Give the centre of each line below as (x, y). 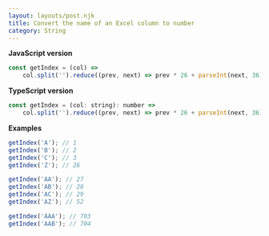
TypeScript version (41, 91)
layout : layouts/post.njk (51, 16)
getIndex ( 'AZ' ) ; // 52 (46, 202)
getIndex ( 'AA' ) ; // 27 (46, 180)
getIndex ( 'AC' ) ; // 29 (46, 194)
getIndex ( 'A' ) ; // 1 (43, 142)
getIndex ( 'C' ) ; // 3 (43, 158)
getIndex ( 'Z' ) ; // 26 (44, 165)
